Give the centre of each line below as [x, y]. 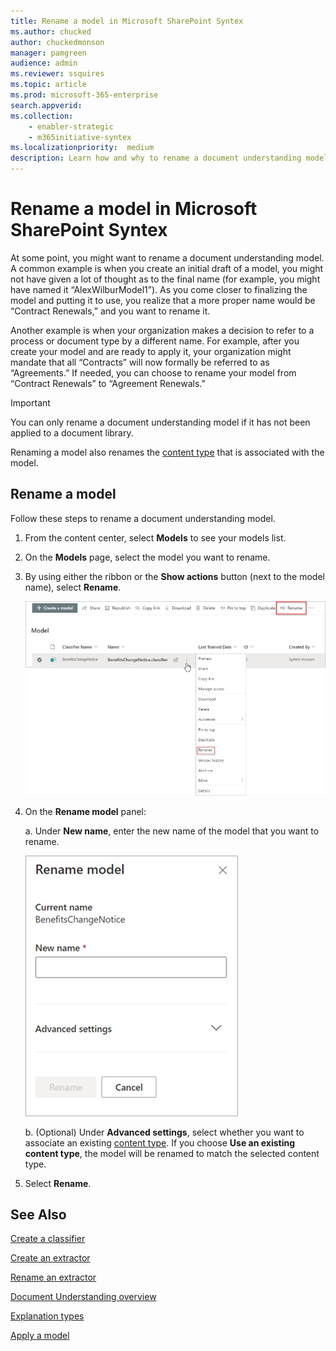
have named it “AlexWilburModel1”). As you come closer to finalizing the [159, 289]
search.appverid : [46, 105]
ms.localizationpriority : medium [82, 148]
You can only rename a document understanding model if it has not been [160, 422]
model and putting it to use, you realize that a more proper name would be [163, 300]
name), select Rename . [73, 587]
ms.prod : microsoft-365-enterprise [84, 95]
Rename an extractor [53, 1277]
